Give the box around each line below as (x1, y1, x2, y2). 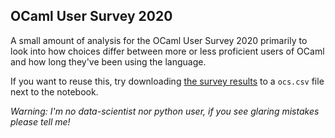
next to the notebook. (10, 85, 99, 98)
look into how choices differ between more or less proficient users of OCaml (10, 45, 325, 57)
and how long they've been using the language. (10, 55, 207, 68)
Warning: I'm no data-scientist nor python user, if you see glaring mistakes (10, 105, 320, 117)
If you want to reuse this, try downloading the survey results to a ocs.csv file (10, 75, 325, 87)
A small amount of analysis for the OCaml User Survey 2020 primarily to (10, 34, 308, 46)
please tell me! (10, 115, 71, 128)
